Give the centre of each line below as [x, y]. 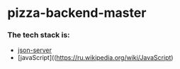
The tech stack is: [39, 35]
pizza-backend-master [77, 13]
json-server [34, 50]
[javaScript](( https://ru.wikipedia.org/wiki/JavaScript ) [95, 58]
